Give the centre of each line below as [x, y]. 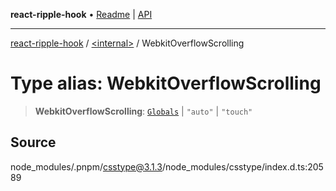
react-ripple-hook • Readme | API [81, 14]
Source [33, 142]
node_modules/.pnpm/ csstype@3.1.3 [86, 166]
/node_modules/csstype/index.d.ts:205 [242, 166]
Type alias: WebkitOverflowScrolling [166, 83]
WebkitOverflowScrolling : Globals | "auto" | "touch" [143, 111]
